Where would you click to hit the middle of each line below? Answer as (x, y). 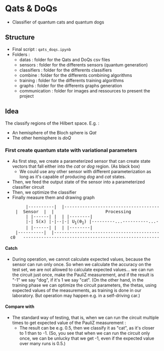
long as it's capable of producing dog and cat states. (72, 176)
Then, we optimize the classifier (44, 192)
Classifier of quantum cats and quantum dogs (58, 22)
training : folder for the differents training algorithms (72, 80)
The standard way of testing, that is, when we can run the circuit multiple (85, 318)
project (27, 96)
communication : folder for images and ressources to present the (85, 90)
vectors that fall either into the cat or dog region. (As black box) (76, 166)
